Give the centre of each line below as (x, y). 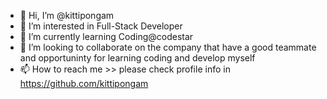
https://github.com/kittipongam (84, 83)
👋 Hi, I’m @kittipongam (67, 15)
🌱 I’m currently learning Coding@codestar (106, 36)
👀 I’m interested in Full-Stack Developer (101, 26)
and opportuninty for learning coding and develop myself (137, 58)
